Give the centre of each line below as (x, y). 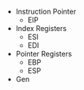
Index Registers (41, 28)
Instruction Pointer (46, 12)
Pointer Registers (44, 54)
